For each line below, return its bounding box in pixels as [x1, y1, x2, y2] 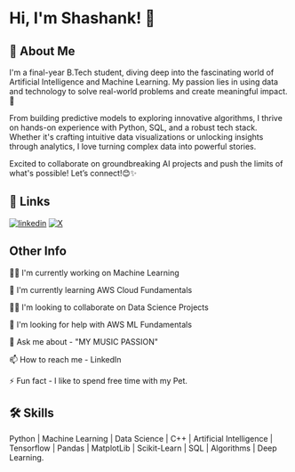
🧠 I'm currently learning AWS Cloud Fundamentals [9, 284, 193, 295]
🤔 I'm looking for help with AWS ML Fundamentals [9, 319, 193, 330]
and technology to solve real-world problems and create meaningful [9, 86, 259, 96]
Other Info [9, 244, 67, 259]
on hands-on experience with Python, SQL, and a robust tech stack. [9, 122, 258, 133]
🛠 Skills [9, 405, 55, 421]
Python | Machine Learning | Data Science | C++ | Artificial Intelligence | [9, 434, 274, 444]
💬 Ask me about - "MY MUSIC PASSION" [9, 336, 158, 346]
